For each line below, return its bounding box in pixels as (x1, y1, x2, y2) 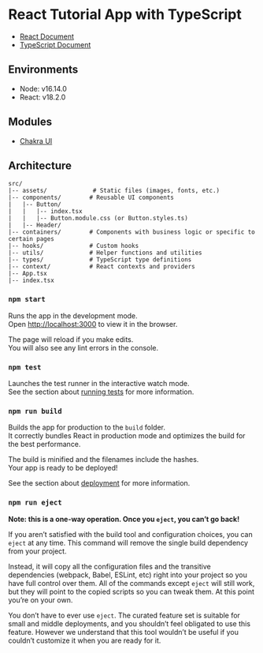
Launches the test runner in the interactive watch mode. (8, 378, 191, 388)
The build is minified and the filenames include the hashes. (8, 455, 199, 464)
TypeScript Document (19, 39, 91, 49)
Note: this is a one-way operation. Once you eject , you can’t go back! (8, 514, 240, 524)
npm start (8, 295, 46, 304)
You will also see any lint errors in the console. (8, 343, 159, 352)
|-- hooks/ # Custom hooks (8, 242, 139, 250)
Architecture (8, 159, 72, 172)
